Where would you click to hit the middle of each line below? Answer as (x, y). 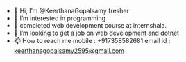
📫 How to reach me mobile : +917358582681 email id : (92, 41)
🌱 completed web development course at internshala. (90, 25)
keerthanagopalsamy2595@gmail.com (69, 51)
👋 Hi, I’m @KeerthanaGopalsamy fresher (71, 11)
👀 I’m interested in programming (60, 18)
